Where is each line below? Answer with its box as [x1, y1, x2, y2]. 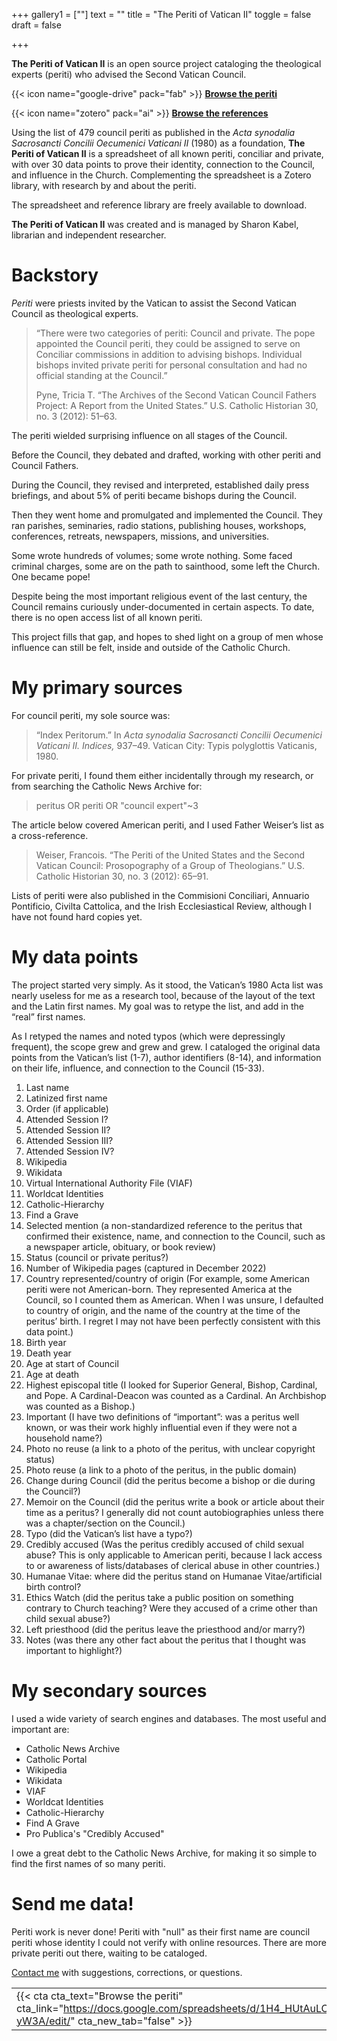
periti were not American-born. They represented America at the [25, 1283, 293, 1295]
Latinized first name [25, 1092, 108, 1104]
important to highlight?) [25, 1644, 123, 1656]
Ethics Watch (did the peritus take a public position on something [25, 1591, 294, 1603]
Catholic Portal [25, 1753, 88, 1765]
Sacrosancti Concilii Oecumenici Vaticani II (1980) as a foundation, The [11, 137, 306, 149]
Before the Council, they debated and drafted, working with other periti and [11, 449, 322, 461]
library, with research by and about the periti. [11, 180, 197, 191]
